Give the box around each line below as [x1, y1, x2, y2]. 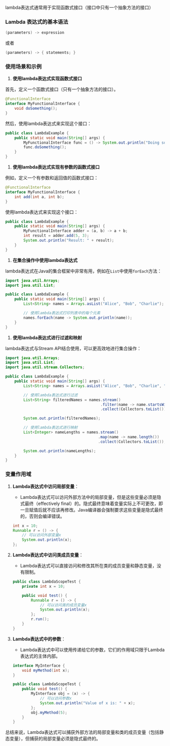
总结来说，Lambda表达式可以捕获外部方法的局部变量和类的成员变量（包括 [5, 729, 160, 735]
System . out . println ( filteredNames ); [23, 416, 101, 421]
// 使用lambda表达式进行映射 [23, 425, 78, 430]
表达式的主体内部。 [20, 653, 61, 659]
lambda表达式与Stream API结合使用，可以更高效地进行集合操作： [5, 345, 142, 351]
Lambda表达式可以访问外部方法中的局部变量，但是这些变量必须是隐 [20, 494, 161, 500]
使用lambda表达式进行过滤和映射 [12, 334, 82, 341]
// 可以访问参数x [39, 696, 72, 701]
